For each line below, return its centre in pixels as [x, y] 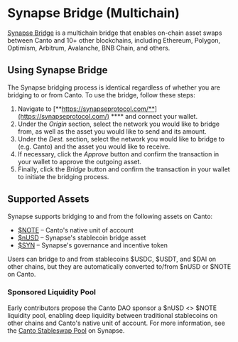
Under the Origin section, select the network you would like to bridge [119, 124]
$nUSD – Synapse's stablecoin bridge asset [82, 237]
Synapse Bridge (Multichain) [93, 13]
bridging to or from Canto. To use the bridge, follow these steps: [101, 95]
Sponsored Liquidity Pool [52, 292]
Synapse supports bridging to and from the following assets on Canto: [110, 216]
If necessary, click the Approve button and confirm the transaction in [118, 154]
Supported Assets [49, 199]
